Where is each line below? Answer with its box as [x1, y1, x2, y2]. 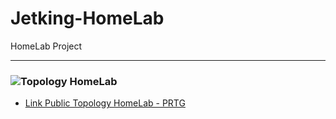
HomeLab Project [10, 40, 83, 52]
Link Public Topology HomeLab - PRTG [24, 97, 186, 109]
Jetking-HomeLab [10, 7, 165, 30]
